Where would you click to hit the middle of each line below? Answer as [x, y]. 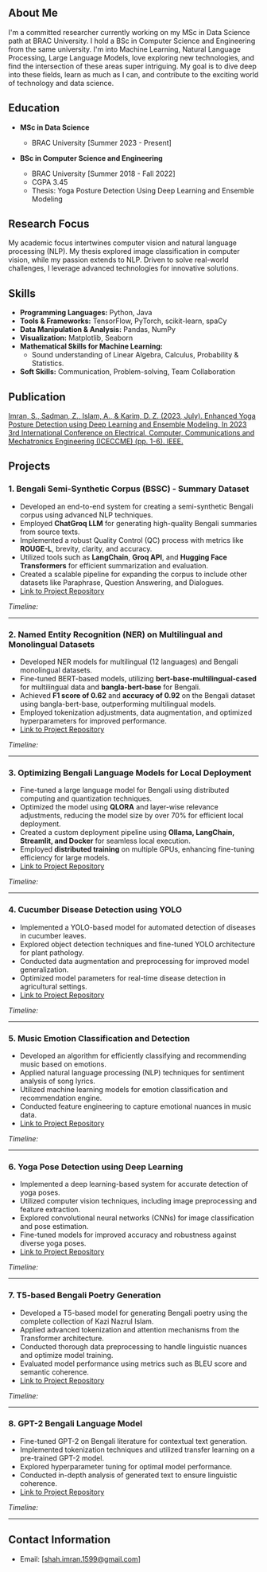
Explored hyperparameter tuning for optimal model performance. [126, 1466]
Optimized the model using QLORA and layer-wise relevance [119, 807]
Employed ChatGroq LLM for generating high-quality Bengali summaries [138, 523]
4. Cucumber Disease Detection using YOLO [95, 910]
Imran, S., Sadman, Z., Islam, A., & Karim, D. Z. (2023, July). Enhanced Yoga [132, 416]
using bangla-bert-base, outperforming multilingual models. [118, 704]
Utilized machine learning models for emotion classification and [124, 1089]
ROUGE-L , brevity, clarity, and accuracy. [86, 548]
